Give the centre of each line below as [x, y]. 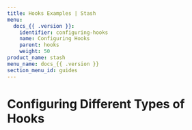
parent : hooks [39, 45]
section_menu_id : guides [42, 70]
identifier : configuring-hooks [64, 32]
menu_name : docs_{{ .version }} [53, 64]
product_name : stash [37, 58]
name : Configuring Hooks [55, 39]
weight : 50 [35, 52]
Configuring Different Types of [96, 104]
